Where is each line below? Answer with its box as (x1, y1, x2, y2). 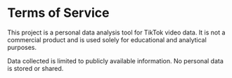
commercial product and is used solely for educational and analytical (7, 35, 207, 44)
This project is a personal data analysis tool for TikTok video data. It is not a (7, 28, 226, 37)
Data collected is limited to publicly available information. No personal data (7, 56, 224, 65)
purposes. (7, 43, 37, 51)
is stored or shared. (7, 64, 64, 72)
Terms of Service (7, 5, 110, 21)
